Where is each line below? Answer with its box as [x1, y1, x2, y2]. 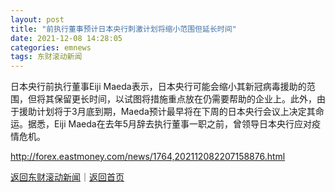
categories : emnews [10, 42, 92, 53]
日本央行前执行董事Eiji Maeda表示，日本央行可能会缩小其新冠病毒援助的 [10, 81, 307, 93]
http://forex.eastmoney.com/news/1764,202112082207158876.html [10, 151, 286, 163]
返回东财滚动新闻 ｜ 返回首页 [10, 171, 125, 183]
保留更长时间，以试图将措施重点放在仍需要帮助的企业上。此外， [53, 93, 317, 105]
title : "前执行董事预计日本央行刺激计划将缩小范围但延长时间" [10, 24, 237, 34]
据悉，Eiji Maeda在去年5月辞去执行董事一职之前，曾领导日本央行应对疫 [27, 118, 321, 130]
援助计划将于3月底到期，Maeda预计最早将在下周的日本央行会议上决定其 [18, 106, 316, 118]
